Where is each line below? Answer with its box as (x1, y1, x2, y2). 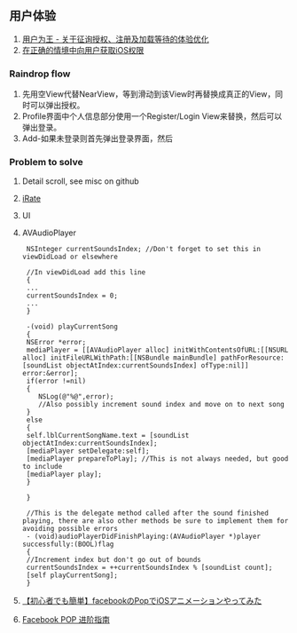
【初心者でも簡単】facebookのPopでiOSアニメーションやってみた (21, 596, 262, 606)
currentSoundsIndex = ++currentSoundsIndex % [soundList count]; (26, 563, 273, 573)
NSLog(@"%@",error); (38, 392, 114, 401)
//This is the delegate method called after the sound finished (26, 509, 269, 518)
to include (21, 463, 63, 471)
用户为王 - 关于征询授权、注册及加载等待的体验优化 (21, 34, 210, 44)
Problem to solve (9, 156, 83, 169)
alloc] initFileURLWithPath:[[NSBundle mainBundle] (21, 353, 217, 362)
